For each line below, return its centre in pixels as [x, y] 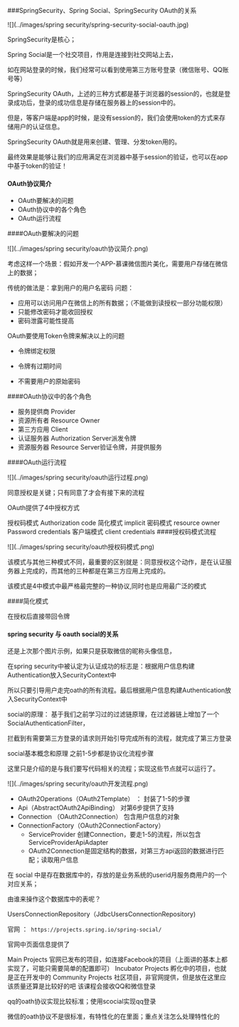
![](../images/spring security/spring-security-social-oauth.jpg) [98, 25]
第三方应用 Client [43, 429]
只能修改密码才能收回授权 [55, 312]
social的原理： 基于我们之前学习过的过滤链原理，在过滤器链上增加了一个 [113, 714]
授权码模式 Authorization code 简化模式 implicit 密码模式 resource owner [114, 523]
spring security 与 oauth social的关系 [63, 634]
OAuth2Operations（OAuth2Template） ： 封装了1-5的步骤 [104, 799]
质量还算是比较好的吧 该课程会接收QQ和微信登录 [85, 986]
